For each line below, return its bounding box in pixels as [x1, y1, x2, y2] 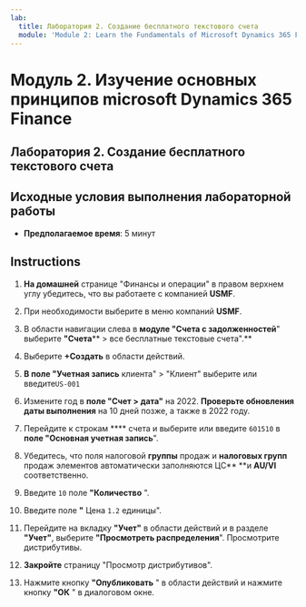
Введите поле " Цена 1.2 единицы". [23, 504, 163, 515]
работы [10, 204, 56, 219]
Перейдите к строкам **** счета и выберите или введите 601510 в [23, 422, 281, 433]
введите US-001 [23, 378, 81, 389]
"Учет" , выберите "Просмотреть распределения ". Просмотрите [23, 531, 280, 542]
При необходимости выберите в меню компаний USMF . [23, 306, 242, 317]
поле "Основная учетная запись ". [23, 432, 159, 443]
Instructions [10, 254, 81, 269]
